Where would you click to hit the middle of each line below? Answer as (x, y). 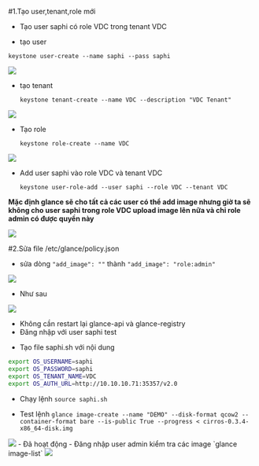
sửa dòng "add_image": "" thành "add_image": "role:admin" (117, 264)
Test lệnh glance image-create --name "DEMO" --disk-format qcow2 (129, 414)
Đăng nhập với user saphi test (68, 332)
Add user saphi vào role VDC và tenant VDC (91, 173)
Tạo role (33, 129)
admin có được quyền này (51, 218)
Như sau (33, 294)
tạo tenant (36, 85)
